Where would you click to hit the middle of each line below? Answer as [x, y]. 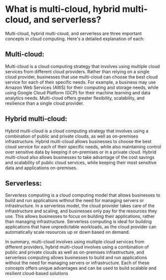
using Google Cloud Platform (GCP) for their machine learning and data [78, 92]
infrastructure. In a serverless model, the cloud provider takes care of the [80, 206]
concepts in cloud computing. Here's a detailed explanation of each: [75, 39]
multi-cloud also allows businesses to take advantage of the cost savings [80, 157]
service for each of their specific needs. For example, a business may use [81, 82]
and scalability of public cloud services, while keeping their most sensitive [81, 162]
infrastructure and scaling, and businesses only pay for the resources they [81, 211]
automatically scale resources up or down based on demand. [68, 232]
